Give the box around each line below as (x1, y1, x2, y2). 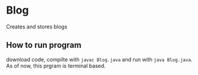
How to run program (6, 40, 82, 50)
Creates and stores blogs (6, 23, 68, 30)
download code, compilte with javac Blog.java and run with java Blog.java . (6, 56, 193, 63)
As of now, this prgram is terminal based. (6, 62, 106, 69)
